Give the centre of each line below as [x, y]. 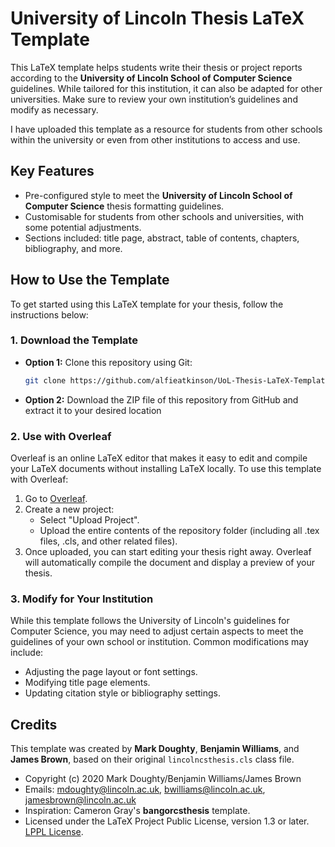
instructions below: [49, 314]
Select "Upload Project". [89, 520]
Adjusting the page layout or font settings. [111, 672]
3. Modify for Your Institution [82, 599]
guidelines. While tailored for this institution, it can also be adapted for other [166, 88]
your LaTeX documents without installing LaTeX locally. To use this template [166, 469]
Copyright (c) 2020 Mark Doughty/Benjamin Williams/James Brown [163, 779]
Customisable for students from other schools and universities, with [164, 216]
